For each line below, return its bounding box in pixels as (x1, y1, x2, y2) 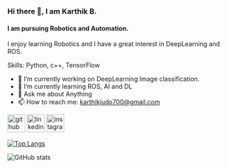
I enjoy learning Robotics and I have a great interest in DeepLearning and (7, 40, 221, 48)
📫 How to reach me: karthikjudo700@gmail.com (17, 98, 161, 106)
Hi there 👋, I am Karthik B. (7, 6, 97, 16)
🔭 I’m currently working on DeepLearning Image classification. (17, 74, 200, 84)
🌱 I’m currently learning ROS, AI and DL (17, 82, 133, 91)
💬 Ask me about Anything (17, 90, 92, 99)
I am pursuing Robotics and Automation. (7, 24, 129, 33)
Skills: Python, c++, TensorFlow (7, 61, 101, 69)
